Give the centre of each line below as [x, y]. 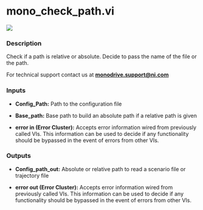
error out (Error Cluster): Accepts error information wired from [94, 187]
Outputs [19, 156]
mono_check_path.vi [60, 11]
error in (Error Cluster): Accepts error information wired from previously [105, 127]
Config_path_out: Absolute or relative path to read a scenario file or [100, 169]
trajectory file [32, 175]
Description [24, 43]
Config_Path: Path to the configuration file [68, 104]
